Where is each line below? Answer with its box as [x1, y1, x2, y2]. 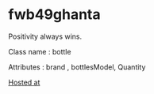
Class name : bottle [8, 47, 71, 56]
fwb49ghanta [8, 6, 101, 24]
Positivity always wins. [8, 32, 83, 41]
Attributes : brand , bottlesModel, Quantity [8, 62, 146, 72]
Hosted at [8, 77, 40, 87]
